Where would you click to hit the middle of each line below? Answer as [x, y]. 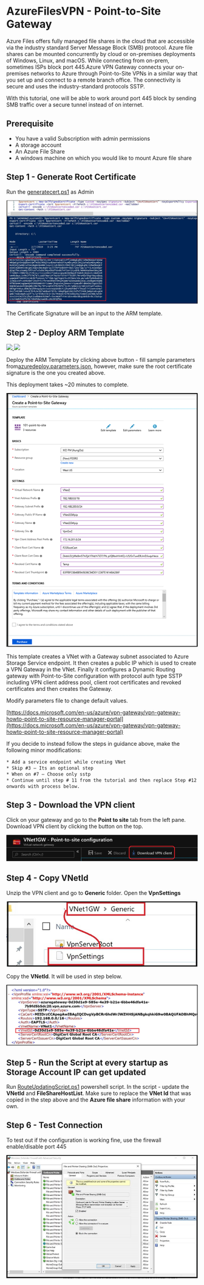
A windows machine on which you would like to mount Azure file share [104, 158]
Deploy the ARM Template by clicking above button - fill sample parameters [101, 360]
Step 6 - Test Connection [55, 1125]
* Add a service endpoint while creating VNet [66, 762]
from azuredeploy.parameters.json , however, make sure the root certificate [99, 366]
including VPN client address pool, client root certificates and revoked [94, 682]
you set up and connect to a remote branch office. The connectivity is [93, 80]
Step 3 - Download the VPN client [71, 805]
